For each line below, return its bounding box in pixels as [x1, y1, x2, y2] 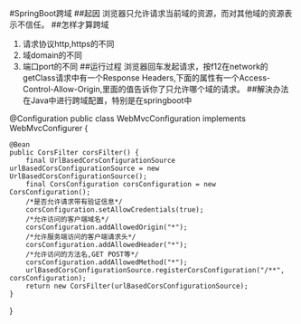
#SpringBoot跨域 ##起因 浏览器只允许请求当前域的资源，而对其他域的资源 [9, 8, 285, 18]
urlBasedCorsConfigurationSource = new [9, 164, 160, 173]
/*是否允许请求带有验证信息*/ [25, 197, 123, 206]
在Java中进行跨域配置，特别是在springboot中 [22, 95, 193, 106]
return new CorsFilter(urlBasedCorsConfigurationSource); [25, 281, 249, 291]
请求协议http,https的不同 [22, 39, 115, 49]
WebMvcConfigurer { [9, 123, 89, 133]
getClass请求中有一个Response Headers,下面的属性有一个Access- [22, 72, 271, 83]
